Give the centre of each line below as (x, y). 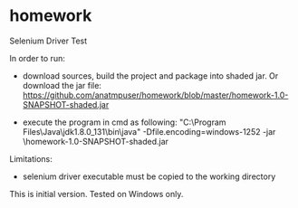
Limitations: (31, 158)
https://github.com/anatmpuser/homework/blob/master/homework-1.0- (155, 95)
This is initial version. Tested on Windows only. (96, 194)
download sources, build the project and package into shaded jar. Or (150, 76)
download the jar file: (62, 85)
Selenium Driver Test (48, 41)
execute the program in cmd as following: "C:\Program (124, 122)
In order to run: (37, 58)
